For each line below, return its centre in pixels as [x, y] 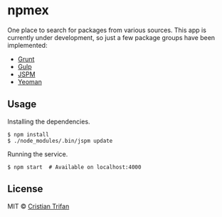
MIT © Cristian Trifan [38, 206]
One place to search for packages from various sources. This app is [107, 30]
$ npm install [28, 134]
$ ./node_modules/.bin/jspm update [60, 141]
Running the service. [38, 154]
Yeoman [30, 81]
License [25, 189]
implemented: [27, 45]
